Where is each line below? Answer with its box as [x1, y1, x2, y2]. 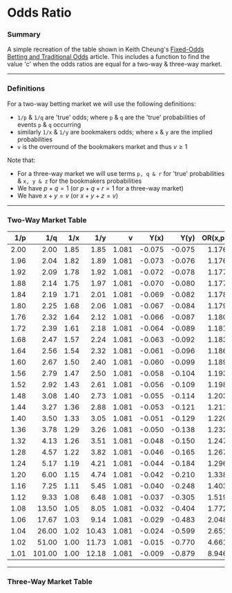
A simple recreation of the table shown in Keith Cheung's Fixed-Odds [7, 45, 204, 53]
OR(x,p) [201, 233, 228, 243]
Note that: [7, 156, 36, 164]
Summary [7, 30, 41, 39]
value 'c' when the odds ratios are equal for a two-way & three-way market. [7, 60, 222, 69]
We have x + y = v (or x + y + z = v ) [17, 191, 119, 200]
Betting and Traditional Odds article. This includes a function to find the [7, 53, 211, 61]
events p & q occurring [17, 120, 81, 129]
